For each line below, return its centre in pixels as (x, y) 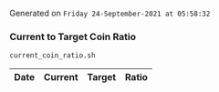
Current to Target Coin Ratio (73, 36)
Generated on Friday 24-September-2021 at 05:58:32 (110, 13)
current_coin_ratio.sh (52, 56)
